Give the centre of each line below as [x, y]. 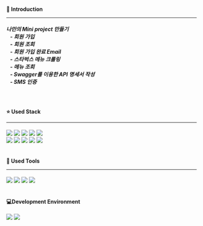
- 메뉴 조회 [22, 67]
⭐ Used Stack [24, 111]
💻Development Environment [43, 201]
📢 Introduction [25, 9]
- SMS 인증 [24, 82]
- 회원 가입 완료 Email [36, 52]
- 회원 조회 [22, 44]
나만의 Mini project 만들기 [37, 29]
